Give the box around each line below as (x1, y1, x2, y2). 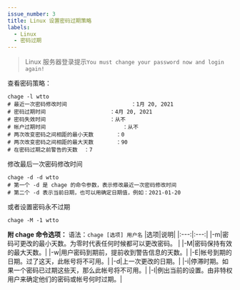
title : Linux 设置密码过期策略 (7, 17, 92, 24)
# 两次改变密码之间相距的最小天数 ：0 (7, 131, 125, 139)
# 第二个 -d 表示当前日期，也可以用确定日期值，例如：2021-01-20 (7, 189, 181, 196)
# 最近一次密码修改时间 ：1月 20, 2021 (7, 101, 174, 108)
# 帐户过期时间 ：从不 (7, 124, 139, 131)
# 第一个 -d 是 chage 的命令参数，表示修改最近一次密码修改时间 (7, 181, 177, 189)
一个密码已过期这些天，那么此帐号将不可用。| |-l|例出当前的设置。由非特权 (13, 266, 233, 275)
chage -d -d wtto (7, 174, 59, 181)
